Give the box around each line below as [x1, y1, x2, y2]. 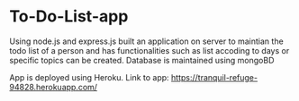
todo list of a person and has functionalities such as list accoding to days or [9, 45, 290, 55]
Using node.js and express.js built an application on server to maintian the [9, 36, 284, 46]
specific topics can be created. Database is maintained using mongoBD [9, 55, 275, 65]
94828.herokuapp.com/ [9, 81, 97, 92]
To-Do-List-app [9, 6, 129, 27]
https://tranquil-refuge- [170, 72, 258, 82]
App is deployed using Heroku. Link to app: [9, 72, 169, 82]
